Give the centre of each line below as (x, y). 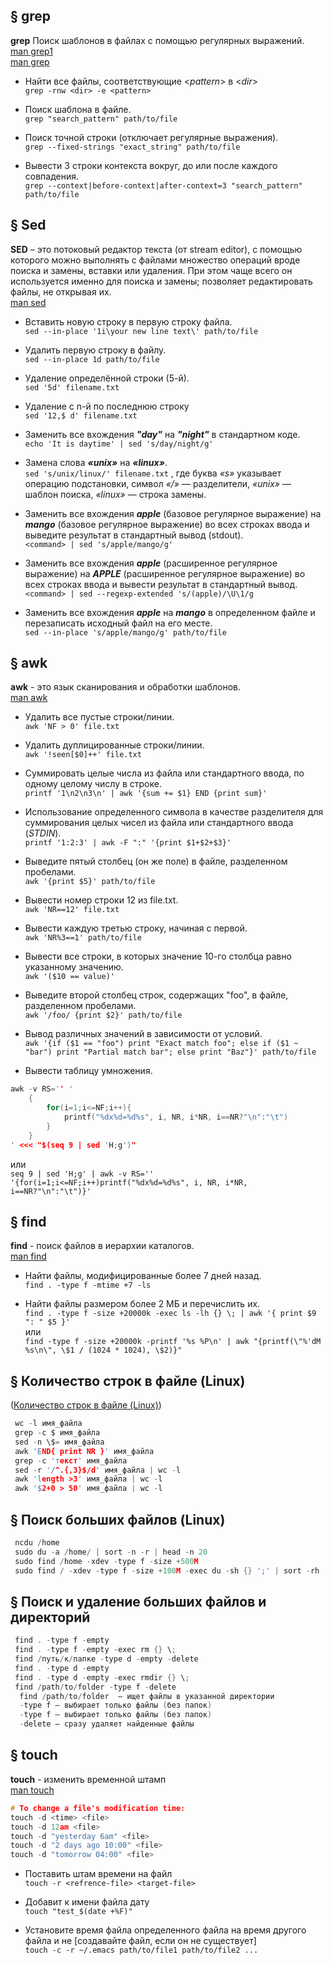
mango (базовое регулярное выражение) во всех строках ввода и (167, 524)
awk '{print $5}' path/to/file (90, 882)
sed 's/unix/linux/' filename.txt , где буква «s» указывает (153, 473)
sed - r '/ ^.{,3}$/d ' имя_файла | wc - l (98, 1470)
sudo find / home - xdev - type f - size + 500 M (106, 1561)
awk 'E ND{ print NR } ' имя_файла (84, 1451)
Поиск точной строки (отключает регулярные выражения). (151, 137)
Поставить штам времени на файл (98, 1874)
